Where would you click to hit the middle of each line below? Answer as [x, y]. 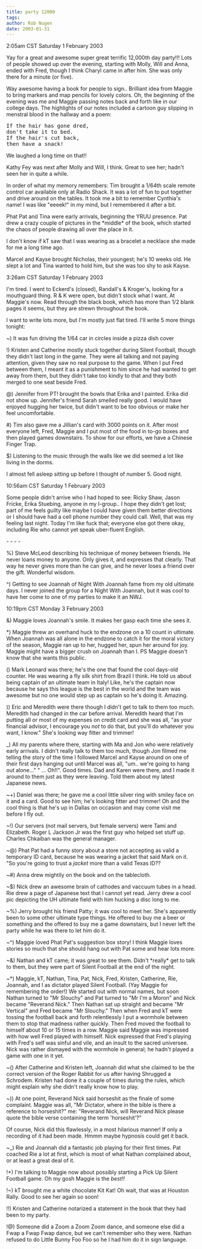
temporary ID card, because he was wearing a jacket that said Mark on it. [97, 857]
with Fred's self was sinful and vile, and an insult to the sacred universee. [97, 1043]
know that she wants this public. [46, 658]
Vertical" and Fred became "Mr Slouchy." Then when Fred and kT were [94, 1011]
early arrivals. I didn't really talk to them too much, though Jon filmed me [96, 751]
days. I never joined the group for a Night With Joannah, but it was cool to [98, 591]
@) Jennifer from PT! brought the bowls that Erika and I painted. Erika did [97, 394]
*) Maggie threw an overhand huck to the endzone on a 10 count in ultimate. [101, 632]
